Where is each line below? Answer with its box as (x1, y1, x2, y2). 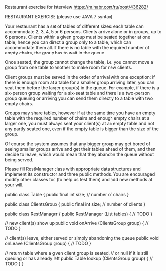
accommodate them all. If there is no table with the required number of (5, 45, 150, 50)
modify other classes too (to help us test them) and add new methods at (5, 177, 153, 182)
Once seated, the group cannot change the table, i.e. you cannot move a (5, 59, 153, 65)
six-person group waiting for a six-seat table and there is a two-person (5, 90, 150, 96)
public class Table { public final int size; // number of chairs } (5, 192, 129, 197)
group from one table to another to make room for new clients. (5, 64, 132, 70)
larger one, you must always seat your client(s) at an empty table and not (5, 121, 155, 126)
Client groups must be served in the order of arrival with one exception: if (5, 74, 155, 80)
